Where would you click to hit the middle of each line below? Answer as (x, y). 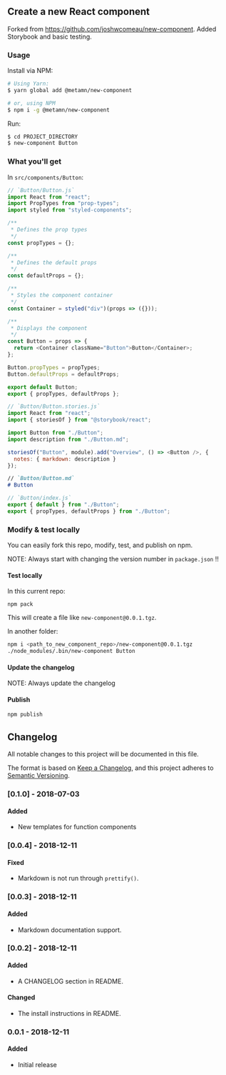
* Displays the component (49, 328)
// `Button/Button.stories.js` (54, 406)
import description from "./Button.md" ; (68, 439)
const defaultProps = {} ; (46, 276)
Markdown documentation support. (70, 930)
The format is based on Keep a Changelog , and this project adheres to (111, 768)
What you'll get (35, 161)
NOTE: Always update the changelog (61, 683)
